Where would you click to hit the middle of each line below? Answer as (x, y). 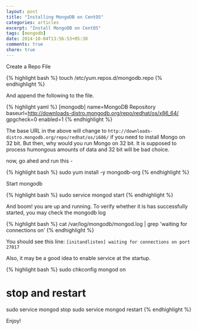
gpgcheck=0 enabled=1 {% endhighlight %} (59, 119)
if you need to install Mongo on (148, 137)
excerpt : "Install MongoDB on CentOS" (54, 28)
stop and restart (46, 293)
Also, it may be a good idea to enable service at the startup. (79, 258)
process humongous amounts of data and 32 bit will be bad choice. (88, 149)
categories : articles (33, 22)
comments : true (25, 45)
